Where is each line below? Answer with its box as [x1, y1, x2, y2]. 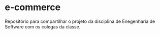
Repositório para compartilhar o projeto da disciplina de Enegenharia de [5, 18, 155, 24]
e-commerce [5, 2, 61, 13]
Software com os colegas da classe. [5, 23, 81, 29]
